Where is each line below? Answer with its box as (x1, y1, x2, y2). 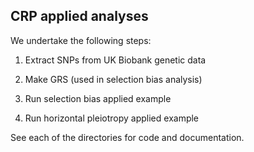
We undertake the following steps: (10, 34, 152, 46)
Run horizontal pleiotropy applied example (24, 112, 200, 124)
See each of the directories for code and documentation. (10, 131, 245, 143)
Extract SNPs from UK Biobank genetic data (24, 54, 207, 66)
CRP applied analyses (10, 8, 149, 25)
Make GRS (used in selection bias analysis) (24, 73, 203, 85)
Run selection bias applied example (24, 92, 172, 104)
